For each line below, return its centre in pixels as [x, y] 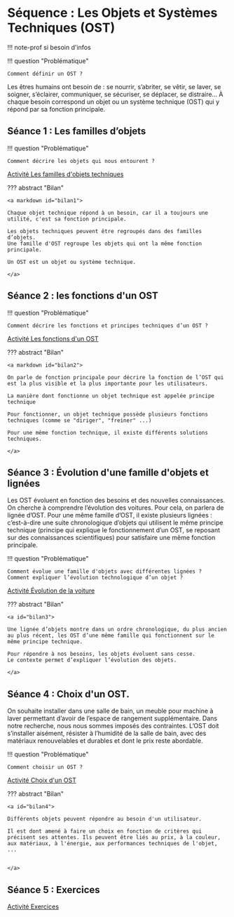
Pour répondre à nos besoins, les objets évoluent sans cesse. [102, 654]
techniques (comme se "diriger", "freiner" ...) [80, 420]
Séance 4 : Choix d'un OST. [68, 694]
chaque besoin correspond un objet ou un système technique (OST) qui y [113, 101]
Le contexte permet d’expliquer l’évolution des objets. [92, 660]
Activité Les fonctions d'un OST [53, 338]
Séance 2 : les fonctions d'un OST [83, 296]
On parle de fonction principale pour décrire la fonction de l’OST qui [116, 377]
